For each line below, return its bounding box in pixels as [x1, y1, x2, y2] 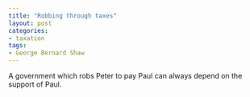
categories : [8, 26, 48, 34]
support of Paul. [8, 79, 62, 89]
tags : [8, 42, 27, 50]
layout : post [8, 19, 52, 27]
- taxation [8, 34, 45, 42]
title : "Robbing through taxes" [8, 11, 117, 20]
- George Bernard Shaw [8, 49, 85, 57]
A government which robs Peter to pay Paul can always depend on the [8, 71, 243, 80]
